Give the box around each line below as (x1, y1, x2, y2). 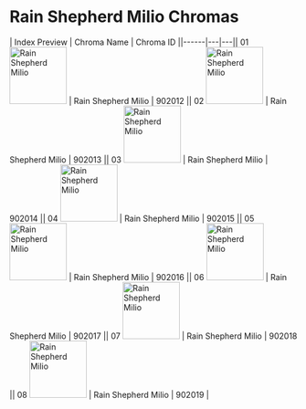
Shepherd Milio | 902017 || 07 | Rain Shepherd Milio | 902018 (9, 330, 298, 341)
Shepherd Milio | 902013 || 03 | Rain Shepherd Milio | (9, 153, 269, 165)
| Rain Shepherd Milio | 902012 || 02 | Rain (68, 95, 288, 106)
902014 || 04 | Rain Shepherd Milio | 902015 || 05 (9, 213, 255, 224)
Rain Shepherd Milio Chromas (9, 6, 239, 27)
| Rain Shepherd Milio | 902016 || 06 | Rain (68, 271, 288, 282)
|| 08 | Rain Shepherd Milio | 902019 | (9, 389, 210, 400)
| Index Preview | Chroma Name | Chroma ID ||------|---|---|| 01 (9, 37, 249, 47)
